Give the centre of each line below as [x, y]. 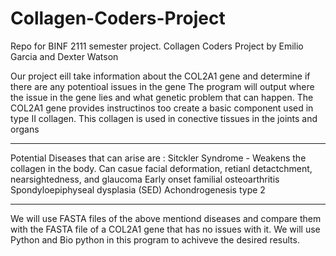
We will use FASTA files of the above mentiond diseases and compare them [166, 218]
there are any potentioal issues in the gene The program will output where [162, 86]
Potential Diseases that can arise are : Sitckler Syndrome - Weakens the [158, 158]
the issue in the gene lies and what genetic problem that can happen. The [162, 97]
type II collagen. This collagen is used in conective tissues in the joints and [164, 118]
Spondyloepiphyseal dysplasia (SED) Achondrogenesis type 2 [138, 189]
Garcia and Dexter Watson [64, 56]
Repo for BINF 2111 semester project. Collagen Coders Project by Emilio [157, 46]
